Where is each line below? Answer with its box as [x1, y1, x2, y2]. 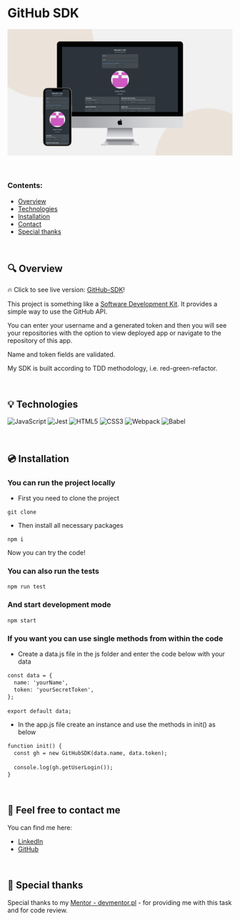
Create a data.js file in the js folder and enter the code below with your [17, 649, 225, 658]
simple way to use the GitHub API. [7, 307, 108, 316]
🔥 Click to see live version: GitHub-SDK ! [7, 285, 125, 294]
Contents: [7, 181, 43, 191]
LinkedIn [17, 837, 44, 846]
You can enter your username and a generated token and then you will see [7, 321, 227, 329]
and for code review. [7, 906, 68, 914]
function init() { [7, 742, 62, 749]
